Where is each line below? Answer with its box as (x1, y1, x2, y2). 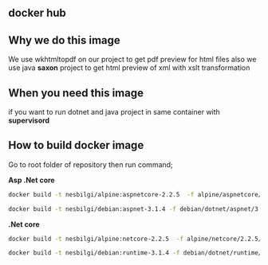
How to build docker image (8, 138, 144, 152)
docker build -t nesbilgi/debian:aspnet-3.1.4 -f (8, 205, 177, 213)
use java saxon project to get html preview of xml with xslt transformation (8, 63, 250, 72)
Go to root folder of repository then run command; (8, 159, 173, 170)
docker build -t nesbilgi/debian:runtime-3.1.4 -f (8, 249, 180, 257)
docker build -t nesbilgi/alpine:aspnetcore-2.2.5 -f (8, 190, 195, 198)
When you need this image (8, 86, 144, 99)
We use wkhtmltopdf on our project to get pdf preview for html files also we (8, 55, 257, 64)
